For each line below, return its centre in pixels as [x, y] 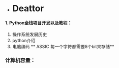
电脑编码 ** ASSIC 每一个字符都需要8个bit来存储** [63, 47]
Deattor [28, 8]
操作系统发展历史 [30, 34]
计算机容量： [20, 60]
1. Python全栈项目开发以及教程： [39, 23]
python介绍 [24, 41]
